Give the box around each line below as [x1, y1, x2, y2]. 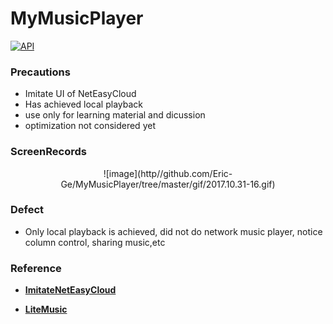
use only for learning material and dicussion [24, 109, 206, 121]
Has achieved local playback [24, 98, 143, 111]
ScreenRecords [10, 145, 87, 159]
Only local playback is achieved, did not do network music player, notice [24, 225, 323, 237]
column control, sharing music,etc [24, 236, 166, 248]
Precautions [10, 65, 71, 79]
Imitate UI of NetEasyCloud [24, 88, 137, 100]
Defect [10, 203, 45, 217]
